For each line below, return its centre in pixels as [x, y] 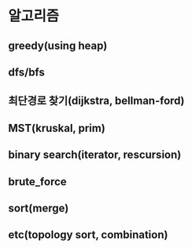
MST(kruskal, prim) [57, 128]
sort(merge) [39, 208]
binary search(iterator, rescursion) [95, 155]
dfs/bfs [27, 72]
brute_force [37, 181]
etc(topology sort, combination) [88, 235]
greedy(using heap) [58, 45]
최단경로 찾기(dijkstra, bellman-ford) [96, 101]
